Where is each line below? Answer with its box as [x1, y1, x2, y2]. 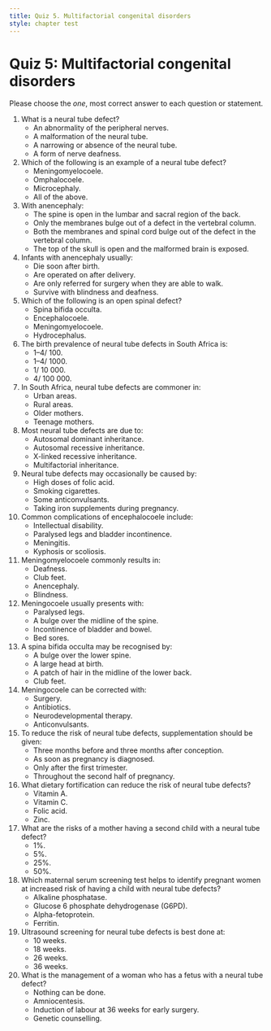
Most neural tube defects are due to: [20, 426, 144, 435]
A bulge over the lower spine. [32, 650, 132, 660]
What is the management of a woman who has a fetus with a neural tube [20, 970, 264, 981]
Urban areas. [32, 391, 77, 401]
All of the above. [32, 192, 88, 202]
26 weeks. [32, 953, 68, 963]
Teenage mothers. [32, 417, 95, 427]
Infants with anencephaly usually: [20, 253, 133, 263]
